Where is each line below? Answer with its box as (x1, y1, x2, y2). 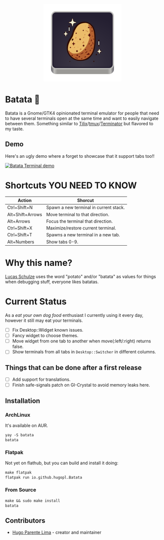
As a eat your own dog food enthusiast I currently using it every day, (5, 313, 144, 318)
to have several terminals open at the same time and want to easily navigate (5, 115, 159, 121)
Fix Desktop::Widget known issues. (12, 327, 83, 333)
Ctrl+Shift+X (7, 225, 33, 231)
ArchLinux (5, 411, 30, 418)
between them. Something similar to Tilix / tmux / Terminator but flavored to (5, 120, 154, 126)
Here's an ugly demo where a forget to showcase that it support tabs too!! (5, 153, 155, 159)
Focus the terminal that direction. (46, 218, 113, 224)
